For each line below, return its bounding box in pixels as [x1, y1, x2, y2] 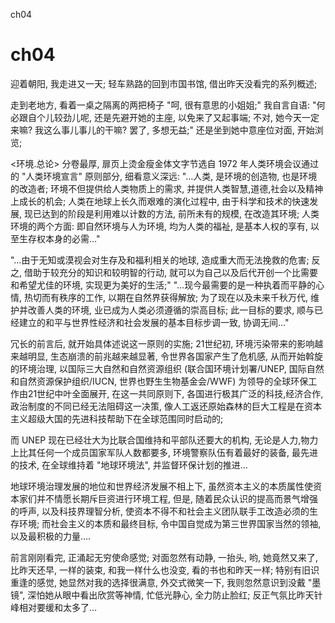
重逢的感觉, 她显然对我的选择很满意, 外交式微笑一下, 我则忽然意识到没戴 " [10, 576, 313, 588]
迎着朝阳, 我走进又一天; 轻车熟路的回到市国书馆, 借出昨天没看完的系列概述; [10, 77, 318, 89]
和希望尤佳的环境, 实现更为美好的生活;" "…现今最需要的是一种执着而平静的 [10, 279, 317, 291]
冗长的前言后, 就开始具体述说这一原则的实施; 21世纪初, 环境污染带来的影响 [10, 337, 315, 349]
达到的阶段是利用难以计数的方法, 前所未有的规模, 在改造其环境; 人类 [41, 207, 320, 219]
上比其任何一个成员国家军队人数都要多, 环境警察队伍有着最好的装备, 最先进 [10, 446, 318, 458]
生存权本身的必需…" [18, 232, 101, 244]
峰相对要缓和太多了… [10, 601, 98, 613]
